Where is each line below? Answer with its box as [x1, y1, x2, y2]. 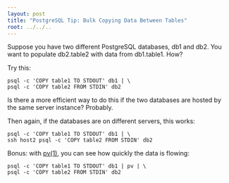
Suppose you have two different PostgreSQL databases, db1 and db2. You [7, 43, 222, 51]
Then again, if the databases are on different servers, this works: [7, 117, 195, 125]
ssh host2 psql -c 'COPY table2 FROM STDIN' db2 [7, 137, 153, 144]
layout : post [7, 10, 46, 18]
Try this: [7, 64, 32, 72]
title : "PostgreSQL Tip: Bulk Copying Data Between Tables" [7, 17, 188, 24]
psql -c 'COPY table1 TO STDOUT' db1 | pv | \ [7, 163, 147, 170]
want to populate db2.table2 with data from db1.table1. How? [7, 50, 183, 58]
